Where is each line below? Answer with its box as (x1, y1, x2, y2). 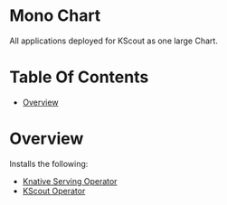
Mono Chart (9, 5, 101, 26)
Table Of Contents (9, 67, 149, 88)
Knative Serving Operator (22, 175, 118, 186)
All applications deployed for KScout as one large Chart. (9, 35, 219, 46)
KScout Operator (22, 185, 86, 196)
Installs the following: (9, 158, 89, 169)
